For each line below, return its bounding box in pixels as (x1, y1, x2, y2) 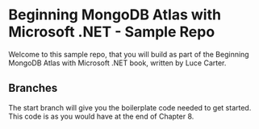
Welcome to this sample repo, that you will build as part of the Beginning (8, 49, 249, 59)
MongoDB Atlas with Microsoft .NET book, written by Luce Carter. (8, 58, 227, 68)
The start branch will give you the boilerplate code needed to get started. (8, 102, 252, 112)
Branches (8, 81, 58, 95)
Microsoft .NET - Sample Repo (8, 23, 215, 41)
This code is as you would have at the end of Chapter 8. (8, 111, 194, 121)
